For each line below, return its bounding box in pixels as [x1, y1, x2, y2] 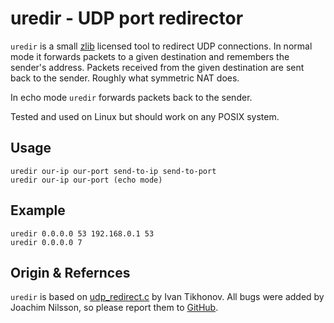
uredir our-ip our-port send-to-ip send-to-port [10, 166, 217, 176]
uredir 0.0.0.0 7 [10, 237, 83, 247]
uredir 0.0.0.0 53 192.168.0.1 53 [10, 228, 155, 239]
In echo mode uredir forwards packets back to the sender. [10, 91, 253, 103]
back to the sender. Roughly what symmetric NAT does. [10, 72, 240, 84]
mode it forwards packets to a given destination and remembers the [10, 50, 290, 62]
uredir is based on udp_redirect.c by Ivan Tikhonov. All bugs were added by [10, 291, 325, 303]
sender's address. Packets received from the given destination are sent [10, 61, 305, 73]
